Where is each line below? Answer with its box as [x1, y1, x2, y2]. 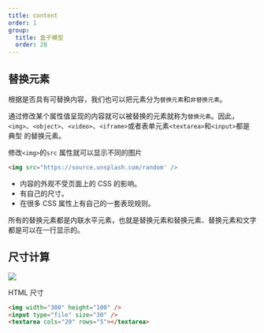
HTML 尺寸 [8, 287, 44, 297]
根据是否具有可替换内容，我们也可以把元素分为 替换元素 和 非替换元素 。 [8, 94, 227, 103]
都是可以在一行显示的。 [8, 225, 84, 234]
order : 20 [15, 41, 47, 49]
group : [8, 26, 30, 34]
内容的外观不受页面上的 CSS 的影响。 [19, 178, 142, 188]
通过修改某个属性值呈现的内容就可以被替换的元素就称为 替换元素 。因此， [8, 111, 239, 121]
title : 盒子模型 [15, 33, 65, 42]
